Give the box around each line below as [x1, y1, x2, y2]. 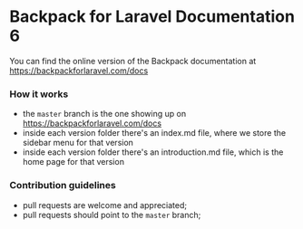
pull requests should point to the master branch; [22, 209, 201, 220]
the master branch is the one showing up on [22, 109, 187, 119]
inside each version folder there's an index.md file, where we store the [22, 128, 287, 138]
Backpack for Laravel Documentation [9, 6, 295, 27]
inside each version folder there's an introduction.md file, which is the [22, 147, 284, 157]
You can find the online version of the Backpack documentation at [9, 55, 257, 66]
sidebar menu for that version [22, 138, 134, 148]
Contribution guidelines [9, 179, 116, 192]
